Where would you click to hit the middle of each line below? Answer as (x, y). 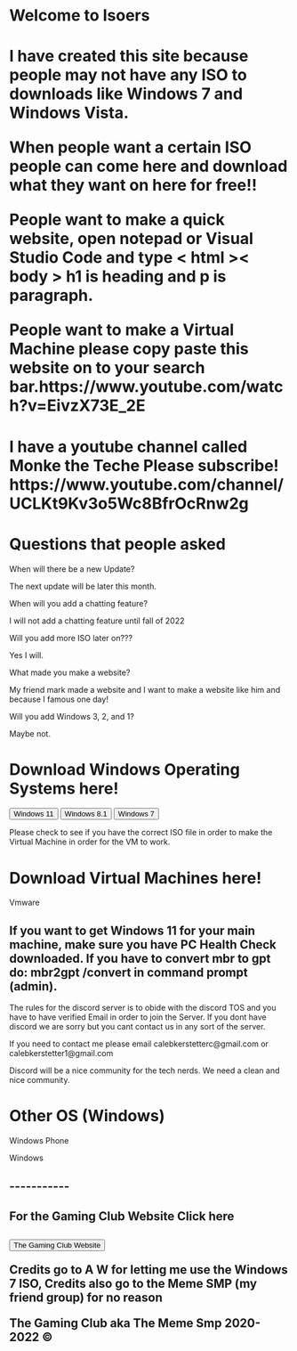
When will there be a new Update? (72, 569)
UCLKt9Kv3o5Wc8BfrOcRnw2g (129, 503)
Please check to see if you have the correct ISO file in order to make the (141, 833)
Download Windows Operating (124, 769)
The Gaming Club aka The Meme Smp (116, 1323)
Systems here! (64, 788)
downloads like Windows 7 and (126, 94)
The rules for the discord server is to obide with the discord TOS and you (143, 1008)
